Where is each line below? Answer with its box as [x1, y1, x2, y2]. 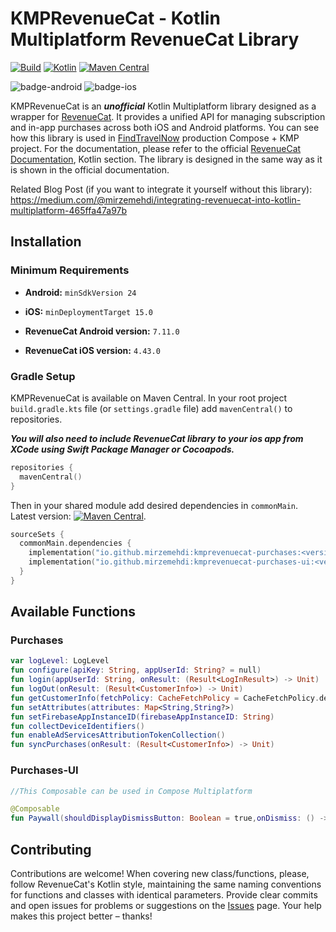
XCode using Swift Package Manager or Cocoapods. [10, 443, 235, 455]
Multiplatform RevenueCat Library [10, 28, 300, 51]
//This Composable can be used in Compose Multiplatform [10, 786, 253, 796]
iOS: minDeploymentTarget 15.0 [24, 305, 153, 317]
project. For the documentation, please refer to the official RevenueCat [10, 142, 302, 154]
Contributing [10, 841, 92, 858]
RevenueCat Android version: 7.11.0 [24, 325, 180, 337]
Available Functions [10, 603, 137, 621]
